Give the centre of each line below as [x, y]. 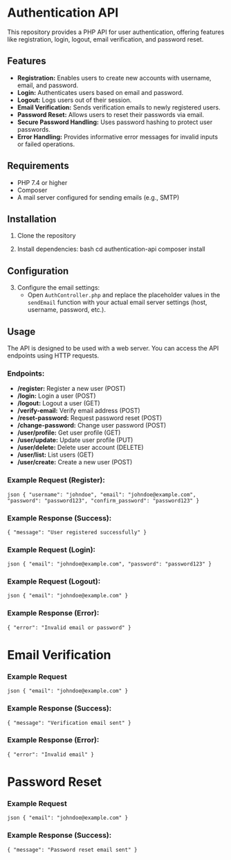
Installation [32, 219]
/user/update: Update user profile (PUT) [75, 440]
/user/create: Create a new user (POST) [75, 462]
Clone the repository [46, 236]
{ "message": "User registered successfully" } [77, 532]
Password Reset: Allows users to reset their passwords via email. [111, 114]
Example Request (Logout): [54, 581]
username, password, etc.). [66, 310]
